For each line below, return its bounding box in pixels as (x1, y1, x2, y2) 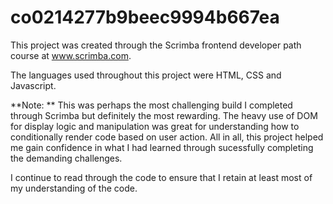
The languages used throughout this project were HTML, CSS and (10, 69, 282, 81)
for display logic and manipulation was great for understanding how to (10, 120, 300, 132)
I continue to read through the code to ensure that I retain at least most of (10, 171, 313, 183)
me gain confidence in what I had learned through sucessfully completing (10, 141, 314, 153)
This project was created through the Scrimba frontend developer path (10, 39, 302, 51)
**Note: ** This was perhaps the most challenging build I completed (10, 99, 293, 111)
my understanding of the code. (10, 182, 138, 194)
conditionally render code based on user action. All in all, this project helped (10, 131, 324, 143)
